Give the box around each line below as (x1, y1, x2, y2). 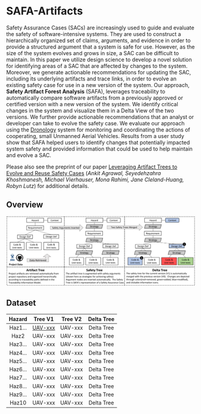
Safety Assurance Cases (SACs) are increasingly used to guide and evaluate (6, 24, 194, 31)
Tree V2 (61, 315, 82, 322)
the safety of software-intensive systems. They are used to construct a (6, 30, 181, 37)
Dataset (6, 298, 36, 308)
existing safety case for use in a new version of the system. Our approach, (6, 81, 190, 88)
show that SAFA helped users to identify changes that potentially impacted (6, 139, 190, 146)
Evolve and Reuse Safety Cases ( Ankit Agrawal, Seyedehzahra (6, 169, 162, 176)
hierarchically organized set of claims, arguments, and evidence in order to (6, 37, 191, 44)
